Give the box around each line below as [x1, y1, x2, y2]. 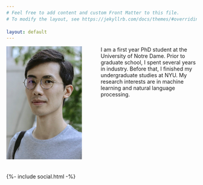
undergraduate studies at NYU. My [100, 72, 187, 79]
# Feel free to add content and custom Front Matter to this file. [6, 10, 180, 16]
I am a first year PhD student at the [100, 46, 187, 54]
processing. [100, 91, 130, 98]
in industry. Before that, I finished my [100, 65, 192, 72]
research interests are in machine [100, 78, 184, 86]
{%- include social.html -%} [6, 173, 76, 180]
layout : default [6, 29, 47, 35]
